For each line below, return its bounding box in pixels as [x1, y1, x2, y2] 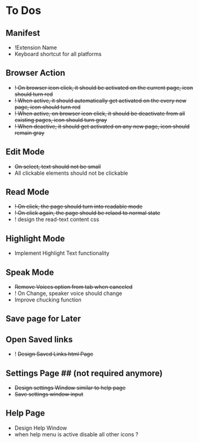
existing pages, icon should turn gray [14, 116, 107, 123]
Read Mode [5, 187, 50, 197]
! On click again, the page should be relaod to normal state [14, 209, 161, 217]
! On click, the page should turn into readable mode [14, 203, 143, 210]
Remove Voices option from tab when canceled [14, 283, 133, 291]
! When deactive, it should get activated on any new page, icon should [14, 123, 190, 130]
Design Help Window [14, 424, 67, 431]
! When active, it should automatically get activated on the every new [14, 96, 187, 104]
